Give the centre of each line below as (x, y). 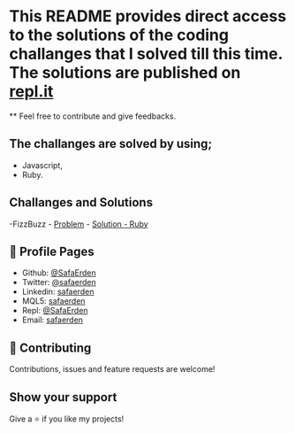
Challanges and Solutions (81, 202)
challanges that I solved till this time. (146, 54)
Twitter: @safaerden (59, 282)
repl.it (31, 92)
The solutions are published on (125, 73)
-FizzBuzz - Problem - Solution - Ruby (79, 224)
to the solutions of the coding (119, 35)
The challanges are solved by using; (111, 144)
